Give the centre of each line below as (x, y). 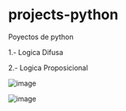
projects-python (63, 15)
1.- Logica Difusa (36, 52)
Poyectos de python (41, 37)
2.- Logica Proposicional (48, 67)
